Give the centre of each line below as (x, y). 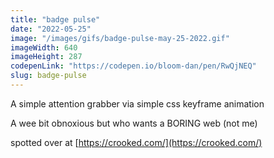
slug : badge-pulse (48, 76)
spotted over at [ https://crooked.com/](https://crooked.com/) (136, 142)
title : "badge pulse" (55, 19)
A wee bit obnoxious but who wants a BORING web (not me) (134, 123)
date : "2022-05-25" (51, 29)
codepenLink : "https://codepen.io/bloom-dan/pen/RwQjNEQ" (133, 66)
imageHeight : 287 (46, 57)
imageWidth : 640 (44, 47)
